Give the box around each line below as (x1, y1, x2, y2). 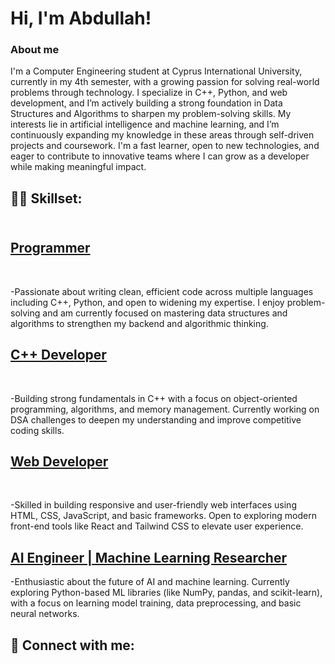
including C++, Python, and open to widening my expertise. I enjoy (10, 296, 285, 308)
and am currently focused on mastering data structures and (42, 307, 288, 319)
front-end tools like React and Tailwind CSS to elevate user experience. (10, 520, 304, 532)
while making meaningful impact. (10, 161, 147, 173)
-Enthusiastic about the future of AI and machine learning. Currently (10, 576, 290, 588)
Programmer (10, 240, 91, 257)
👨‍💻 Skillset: (10, 190, 83, 207)
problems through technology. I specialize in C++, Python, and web (10, 87, 288, 99)
